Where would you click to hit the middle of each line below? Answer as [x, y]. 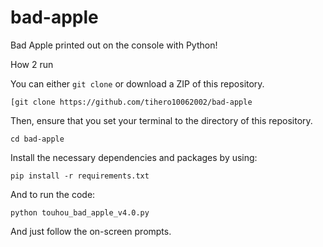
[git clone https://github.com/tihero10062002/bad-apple [131, 102]
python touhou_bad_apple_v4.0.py [80, 212]
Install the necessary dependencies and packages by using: [134, 157]
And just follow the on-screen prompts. [91, 231]
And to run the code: [53, 194]
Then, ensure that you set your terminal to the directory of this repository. [161, 120]
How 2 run [32, 64]
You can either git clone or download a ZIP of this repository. [137, 83]
